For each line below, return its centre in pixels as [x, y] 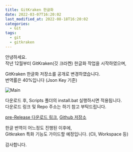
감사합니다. [16, 145]
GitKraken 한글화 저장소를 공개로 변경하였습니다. [53, 74]
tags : [11, 33]
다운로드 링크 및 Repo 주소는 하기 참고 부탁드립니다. [56, 106]
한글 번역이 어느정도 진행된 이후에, [38, 128]
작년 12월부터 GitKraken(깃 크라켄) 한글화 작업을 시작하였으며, [66, 63]
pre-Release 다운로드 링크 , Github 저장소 [46, 117]
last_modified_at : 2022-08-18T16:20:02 [47, 19]
